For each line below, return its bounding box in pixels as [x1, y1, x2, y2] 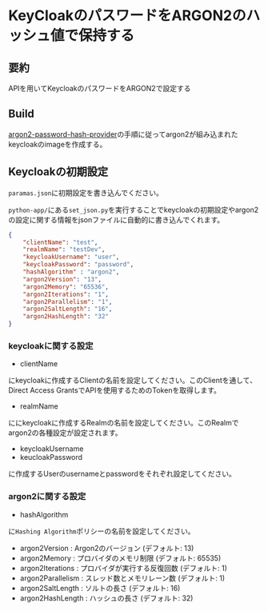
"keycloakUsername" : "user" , [22, 253, 120, 262]
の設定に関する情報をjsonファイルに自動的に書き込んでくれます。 [8, 214, 225, 224]
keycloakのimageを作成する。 [8, 139, 107, 149]
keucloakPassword [19, 453, 82, 462]
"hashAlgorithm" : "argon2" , [22, 268, 120, 276]
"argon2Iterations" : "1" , [22, 290, 110, 298]
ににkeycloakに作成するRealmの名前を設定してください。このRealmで [8, 418, 239, 428]
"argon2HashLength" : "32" [22, 313, 110, 321]
